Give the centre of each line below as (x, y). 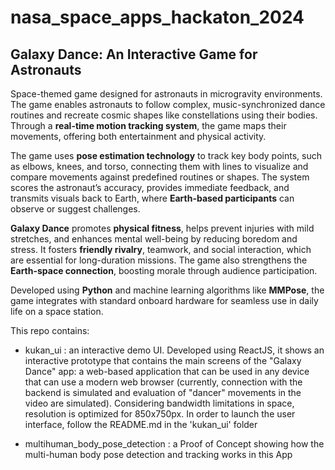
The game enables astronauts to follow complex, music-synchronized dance (168, 104)
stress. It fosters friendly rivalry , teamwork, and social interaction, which (161, 249)
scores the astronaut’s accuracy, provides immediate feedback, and (150, 187)
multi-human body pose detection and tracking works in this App (158, 454)
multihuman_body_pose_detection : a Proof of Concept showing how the (174, 444)
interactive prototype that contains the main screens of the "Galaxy (163, 360)
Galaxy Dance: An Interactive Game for (134, 54)
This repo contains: (50, 330)
